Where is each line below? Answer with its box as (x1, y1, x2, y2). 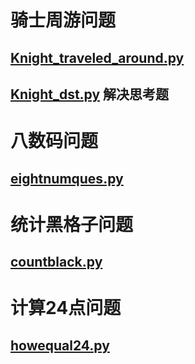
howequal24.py (10, 337, 110, 354)
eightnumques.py (10, 170, 124, 187)
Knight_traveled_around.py (10, 49, 185, 66)
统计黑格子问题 (10, 213, 134, 236)
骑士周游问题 (10, 9, 117, 32)
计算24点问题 (10, 297, 122, 320)
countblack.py (10, 254, 103, 271)
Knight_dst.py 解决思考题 (10, 86, 170, 103)
